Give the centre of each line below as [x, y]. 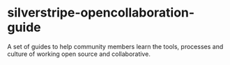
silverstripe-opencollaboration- [101, 13]
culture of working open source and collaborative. [79, 54]
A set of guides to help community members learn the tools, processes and [115, 46]
